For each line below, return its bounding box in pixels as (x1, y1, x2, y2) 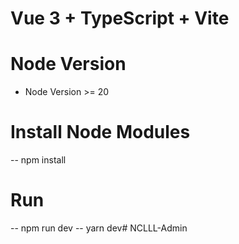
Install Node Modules (10, 121, 191, 144)
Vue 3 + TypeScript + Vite (10, 7, 230, 30)
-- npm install (10, 154, 67, 166)
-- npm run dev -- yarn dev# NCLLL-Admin (10, 222, 188, 234)
